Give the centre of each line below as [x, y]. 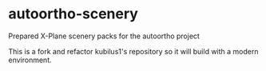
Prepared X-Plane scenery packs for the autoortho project [104, 36]
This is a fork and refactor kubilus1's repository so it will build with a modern [133, 51]
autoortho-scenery [73, 14]
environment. [30, 60]
